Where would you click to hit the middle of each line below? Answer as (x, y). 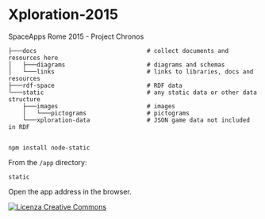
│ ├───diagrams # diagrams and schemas (117, 65)
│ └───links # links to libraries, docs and (131, 72)
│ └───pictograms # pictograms (106, 113)
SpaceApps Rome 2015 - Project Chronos (76, 36)
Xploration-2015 (63, 15)
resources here (33, 58)
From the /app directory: (48, 162)
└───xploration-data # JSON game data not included (136, 120)
